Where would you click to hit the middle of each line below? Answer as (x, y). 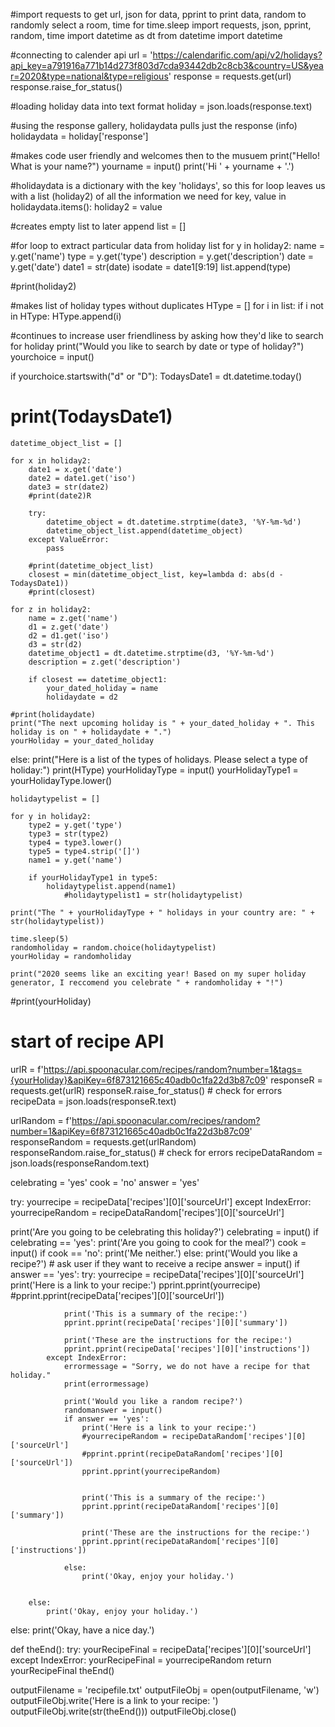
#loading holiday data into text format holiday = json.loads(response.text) (161, 106)
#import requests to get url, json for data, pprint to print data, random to (158, 14)
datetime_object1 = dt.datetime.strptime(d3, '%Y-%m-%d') (151, 653)
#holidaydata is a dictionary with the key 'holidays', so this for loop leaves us (168, 185)
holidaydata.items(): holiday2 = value (86, 207)
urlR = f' (27, 1069)
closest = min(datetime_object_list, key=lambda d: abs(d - (156, 574)
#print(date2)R (60, 495)
